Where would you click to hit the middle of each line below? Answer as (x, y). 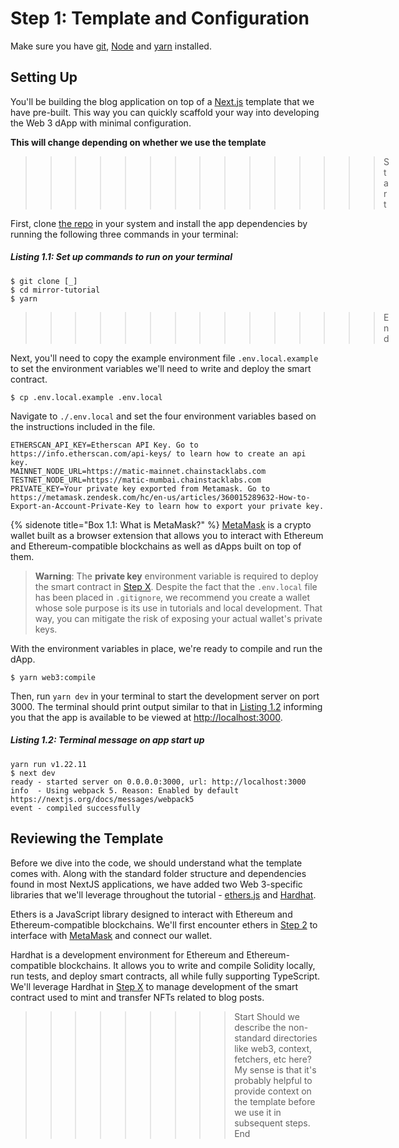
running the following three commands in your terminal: (124, 234)
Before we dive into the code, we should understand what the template (156, 863)
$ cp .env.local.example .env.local (86, 397)
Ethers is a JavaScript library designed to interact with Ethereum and (151, 914)
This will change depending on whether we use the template (138, 142)
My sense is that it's (275, 1069)
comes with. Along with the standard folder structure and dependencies (158, 873)
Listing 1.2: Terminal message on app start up (107, 740)
